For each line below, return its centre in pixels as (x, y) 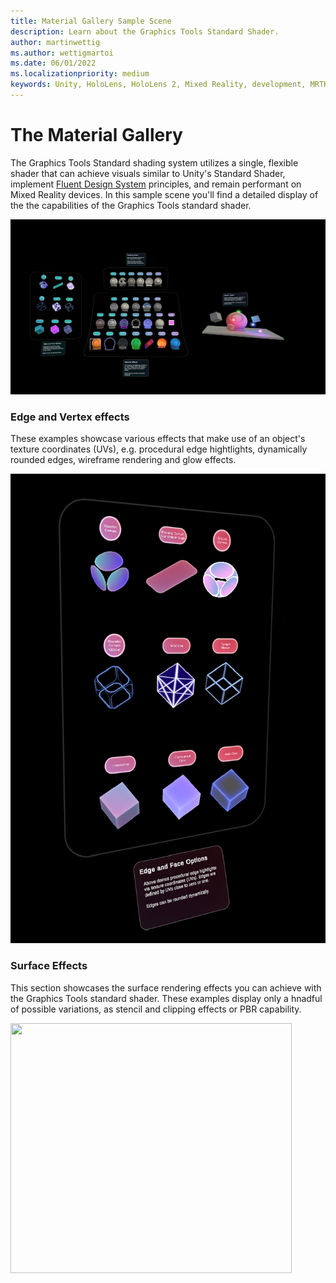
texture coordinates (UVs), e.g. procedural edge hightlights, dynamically (159, 449)
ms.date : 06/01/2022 (53, 63)
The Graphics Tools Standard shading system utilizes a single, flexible (154, 162)
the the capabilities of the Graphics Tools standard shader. (131, 205)
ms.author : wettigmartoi (62, 53)
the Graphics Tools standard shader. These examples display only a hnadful (166, 998)
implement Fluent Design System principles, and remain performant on (156, 184)
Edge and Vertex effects (70, 417)
